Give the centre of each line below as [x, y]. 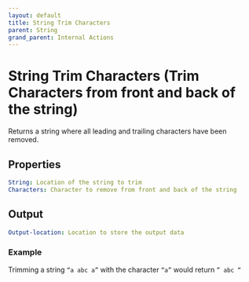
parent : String [33, 30]
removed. [24, 140]
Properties [35, 165]
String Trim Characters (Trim [104, 76]
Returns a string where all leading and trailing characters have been [117, 131]
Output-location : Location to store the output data [96, 233]
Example [25, 252]
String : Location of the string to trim [75, 182]
